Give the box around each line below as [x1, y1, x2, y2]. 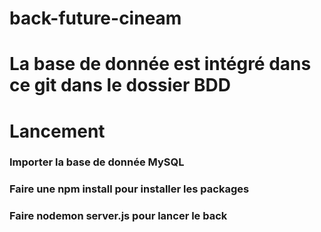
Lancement [9, 120, 106, 142]
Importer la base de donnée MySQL [9, 155, 185, 169]
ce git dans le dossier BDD [9, 74, 231, 97]
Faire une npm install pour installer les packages [9, 182, 250, 196]
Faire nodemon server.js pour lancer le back [9, 209, 228, 223]
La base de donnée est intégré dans [9, 53, 312, 76]
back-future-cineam [9, 7, 182, 30]
